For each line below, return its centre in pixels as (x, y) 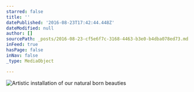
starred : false (25, 11)
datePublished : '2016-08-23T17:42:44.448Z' (60, 22)
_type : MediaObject (30, 61)
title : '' (18, 17)
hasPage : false (25, 50)
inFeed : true (22, 45)
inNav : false (22, 55)
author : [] (19, 34)
